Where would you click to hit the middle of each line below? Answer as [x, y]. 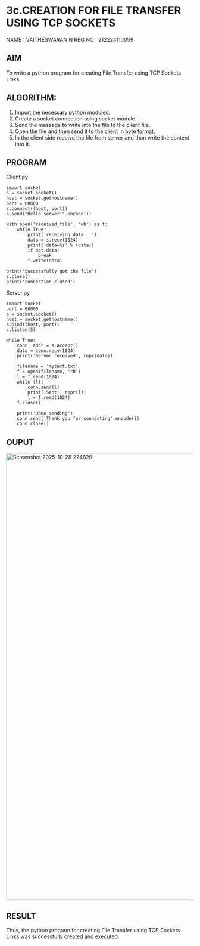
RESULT [21, 916]
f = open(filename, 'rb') [49, 372]
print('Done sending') [45, 413]
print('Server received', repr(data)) [65, 356]
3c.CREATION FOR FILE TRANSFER [94, 10]
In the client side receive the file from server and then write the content [102, 137]
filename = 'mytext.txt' [48, 367]
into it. [23, 144]
